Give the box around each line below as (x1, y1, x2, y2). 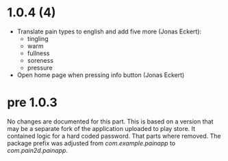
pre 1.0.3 (7, 95, 58, 111)
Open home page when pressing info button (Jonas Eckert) (16, 70, 185, 79)
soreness (27, 56, 53, 64)
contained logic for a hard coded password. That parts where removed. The (7, 132, 221, 140)
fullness (27, 49, 50, 57)
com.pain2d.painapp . (7, 146, 68, 154)
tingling (27, 34, 49, 42)
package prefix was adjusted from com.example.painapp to (7, 138, 176, 147)
